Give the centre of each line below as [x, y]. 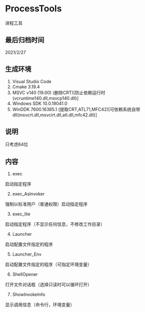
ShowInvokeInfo [29, 295]
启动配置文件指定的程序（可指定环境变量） [48, 264]
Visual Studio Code [32, 81]
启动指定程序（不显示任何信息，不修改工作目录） [55, 224]
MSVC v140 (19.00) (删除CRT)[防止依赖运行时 [59, 93]
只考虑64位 [17, 145]
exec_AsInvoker [28, 194]
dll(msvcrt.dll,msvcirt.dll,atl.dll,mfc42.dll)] [55, 115]
